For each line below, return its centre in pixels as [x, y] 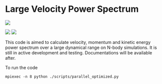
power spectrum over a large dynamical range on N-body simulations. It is [81, 47]
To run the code [22, 67]
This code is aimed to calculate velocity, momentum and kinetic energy [78, 42]
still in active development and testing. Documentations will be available [79, 52]
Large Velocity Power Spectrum [72, 9]
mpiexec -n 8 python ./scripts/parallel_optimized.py [62, 77]
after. [10, 58]
